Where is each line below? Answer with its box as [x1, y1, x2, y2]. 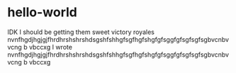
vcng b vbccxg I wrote [7, 43, 73, 51]
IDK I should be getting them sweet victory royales [7, 28, 154, 36]
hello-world [7, 4, 78, 21]
